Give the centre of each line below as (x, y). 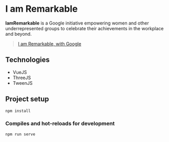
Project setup (27, 99)
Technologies (28, 60)
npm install (18, 111)
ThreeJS (22, 78)
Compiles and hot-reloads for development (60, 124)
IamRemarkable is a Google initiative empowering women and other (77, 23)
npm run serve (20, 134)
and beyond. (18, 34)
